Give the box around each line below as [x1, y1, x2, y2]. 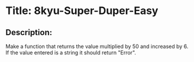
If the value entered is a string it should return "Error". [5, 49, 137, 56]
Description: [5, 27, 53, 37]
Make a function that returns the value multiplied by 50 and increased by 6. [5, 43, 189, 50]
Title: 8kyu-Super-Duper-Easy [5, 4, 159, 18]
